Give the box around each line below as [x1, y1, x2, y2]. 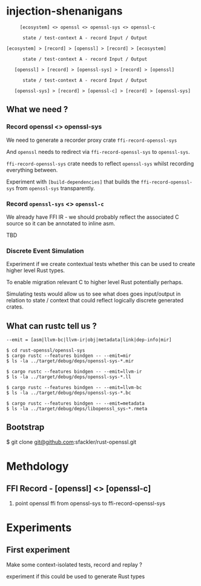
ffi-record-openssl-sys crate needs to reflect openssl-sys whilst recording [6, 159, 194, 167]
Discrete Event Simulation [6, 247, 84, 255]
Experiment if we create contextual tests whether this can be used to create [6, 261, 196, 268]
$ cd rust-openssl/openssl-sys [6, 347, 85, 354]
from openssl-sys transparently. [16, 184, 95, 191]
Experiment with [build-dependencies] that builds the [6, 178, 140, 185]
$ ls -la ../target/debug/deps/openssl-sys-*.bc [6, 390, 131, 396]
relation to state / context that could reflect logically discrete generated [6, 297, 183, 304]
